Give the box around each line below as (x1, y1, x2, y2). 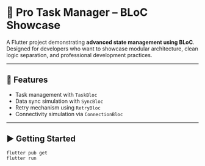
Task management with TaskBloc (15, 91, 98, 98)
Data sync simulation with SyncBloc (15, 97, 104, 105)
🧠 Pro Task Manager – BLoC (6, 5, 148, 19)
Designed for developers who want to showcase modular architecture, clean (6, 45, 198, 52)
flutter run (6, 155, 37, 162)
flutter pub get (6, 150, 48, 156)
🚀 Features (6, 75, 48, 85)
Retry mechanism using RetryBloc (15, 103, 101, 111)
